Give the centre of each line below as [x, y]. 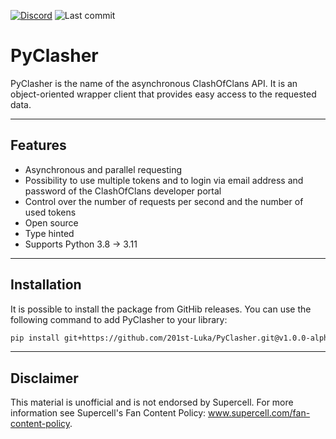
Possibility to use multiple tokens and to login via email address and [164, 180]
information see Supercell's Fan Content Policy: [108, 413]
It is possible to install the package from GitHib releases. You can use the [161, 309]
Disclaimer [44, 378]
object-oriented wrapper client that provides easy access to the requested [163, 94]
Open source [51, 222]
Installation [46, 285]
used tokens [50, 212]
